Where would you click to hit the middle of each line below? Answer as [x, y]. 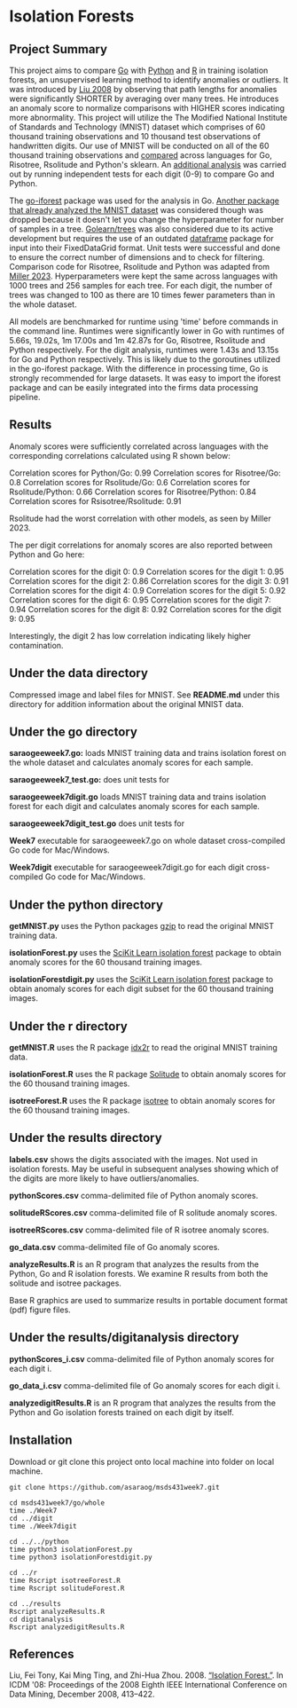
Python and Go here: [47, 554]
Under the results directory [86, 1138]
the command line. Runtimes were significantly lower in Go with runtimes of [147, 331]
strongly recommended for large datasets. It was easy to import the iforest [145, 378]
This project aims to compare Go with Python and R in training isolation [139, 70]
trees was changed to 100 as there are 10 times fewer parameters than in [142, 295]
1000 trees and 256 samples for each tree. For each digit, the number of [141, 285]
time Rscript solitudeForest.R [67, 1588]
